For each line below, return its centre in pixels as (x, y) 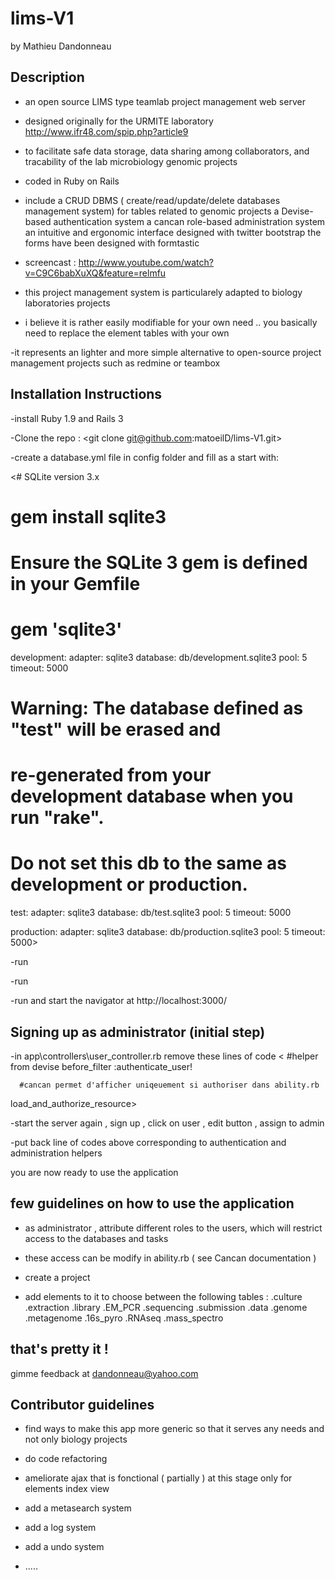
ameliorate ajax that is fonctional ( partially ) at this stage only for (158, 1478)
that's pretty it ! (59, 1349)
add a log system (60, 1528)
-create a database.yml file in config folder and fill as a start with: (145, 457)
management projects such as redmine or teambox (115, 363)
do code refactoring (66, 1459)
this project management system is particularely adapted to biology (163, 292)
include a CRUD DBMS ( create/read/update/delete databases (152, 200)
